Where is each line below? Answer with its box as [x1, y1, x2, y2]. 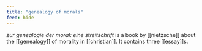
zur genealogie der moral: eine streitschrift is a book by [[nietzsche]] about [6, 31, 196, 38]
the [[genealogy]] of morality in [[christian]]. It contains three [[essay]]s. [6, 38, 189, 45]
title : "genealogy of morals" [6, 8, 84, 15]
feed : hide [6, 15, 34, 21]
